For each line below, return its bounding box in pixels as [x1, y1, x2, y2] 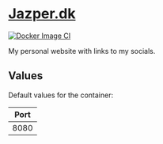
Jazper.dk [8, 5, 76, 23]
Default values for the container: [8, 90, 113, 100]
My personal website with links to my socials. [8, 46, 156, 55]
